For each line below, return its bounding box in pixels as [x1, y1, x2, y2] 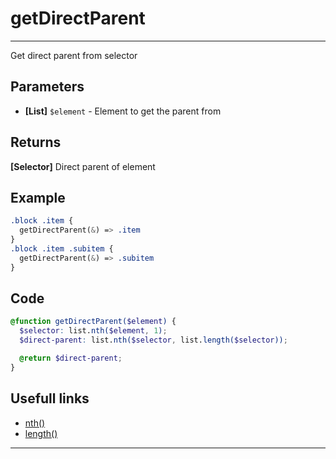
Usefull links [10, 390, 90, 407]
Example [10, 189, 66, 206]
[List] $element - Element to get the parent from [24, 105, 222, 117]
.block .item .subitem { [10, 244, 114, 254]
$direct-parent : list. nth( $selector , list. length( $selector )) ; [19, 335, 288, 346]
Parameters [10, 78, 85, 96]
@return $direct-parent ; [19, 353, 123, 364]
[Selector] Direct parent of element [10, 160, 156, 172]
